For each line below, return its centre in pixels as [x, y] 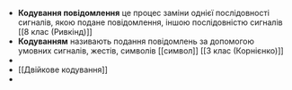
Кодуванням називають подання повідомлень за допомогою [136, 41]
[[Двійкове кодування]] [62, 70]
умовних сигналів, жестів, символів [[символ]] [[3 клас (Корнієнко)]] [151, 51]
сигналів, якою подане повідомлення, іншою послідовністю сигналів [150, 22]
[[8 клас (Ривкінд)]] [55, 32]
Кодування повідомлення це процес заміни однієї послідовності [143, 13]
